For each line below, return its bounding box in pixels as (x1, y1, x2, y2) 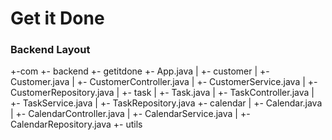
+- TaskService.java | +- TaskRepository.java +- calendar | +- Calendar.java (10, 97, 323, 109)
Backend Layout (10, 43, 91, 57)
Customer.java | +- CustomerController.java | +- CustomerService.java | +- (10, 76, 318, 88)
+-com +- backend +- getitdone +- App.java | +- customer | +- (10, 65, 270, 77)
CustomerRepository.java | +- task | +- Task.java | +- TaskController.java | (10, 87, 315, 99)
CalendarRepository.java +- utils (10, 118, 143, 131)
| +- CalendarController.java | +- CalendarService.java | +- (10, 108, 251, 120)
